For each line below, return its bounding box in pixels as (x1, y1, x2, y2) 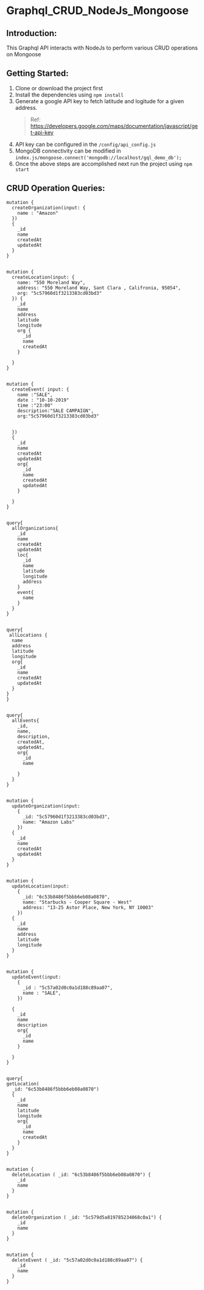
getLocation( (6, 1081, 40, 1087)
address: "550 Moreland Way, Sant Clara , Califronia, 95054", (17, 284, 181, 291)
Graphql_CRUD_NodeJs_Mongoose (6, 4, 189, 18)
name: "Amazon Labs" (22, 819, 75, 825)
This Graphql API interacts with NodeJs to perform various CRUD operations (6, 44, 198, 51)
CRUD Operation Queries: (6, 183, 105, 194)
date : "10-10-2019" (17, 397, 69, 403)
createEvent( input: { (12, 386, 69, 393)
